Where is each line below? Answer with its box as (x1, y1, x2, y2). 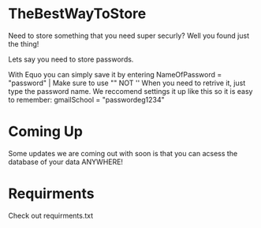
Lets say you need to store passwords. (8, 54, 134, 64)
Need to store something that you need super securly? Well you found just (8, 31, 250, 40)
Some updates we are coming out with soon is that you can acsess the (8, 148, 238, 158)
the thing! (8, 39, 39, 48)
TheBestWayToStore (8, 5, 147, 23)
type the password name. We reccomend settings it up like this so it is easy (8, 86, 253, 95)
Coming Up (8, 123, 83, 140)
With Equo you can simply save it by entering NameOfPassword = (8, 69, 222, 79)
